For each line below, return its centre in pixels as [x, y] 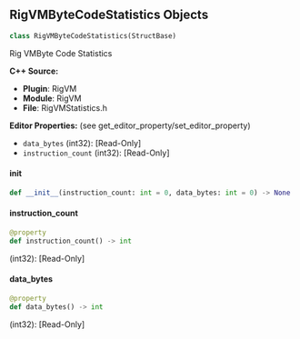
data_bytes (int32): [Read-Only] [82, 143]
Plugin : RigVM [50, 88]
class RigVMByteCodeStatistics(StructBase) [93, 35]
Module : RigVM [52, 98]
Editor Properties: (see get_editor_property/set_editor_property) [130, 125]
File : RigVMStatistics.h [65, 107]
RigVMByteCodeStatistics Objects [109, 15]
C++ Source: [34, 71]
